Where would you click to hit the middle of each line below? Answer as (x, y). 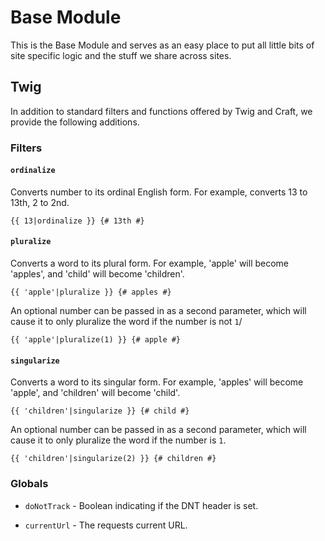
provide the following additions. (75, 122)
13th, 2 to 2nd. (40, 202)
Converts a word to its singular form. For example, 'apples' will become (157, 382)
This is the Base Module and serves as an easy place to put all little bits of (162, 45)
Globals (29, 484)
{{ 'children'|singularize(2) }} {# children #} (113, 459)
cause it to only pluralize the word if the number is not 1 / (126, 322)
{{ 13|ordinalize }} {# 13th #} (77, 221)
